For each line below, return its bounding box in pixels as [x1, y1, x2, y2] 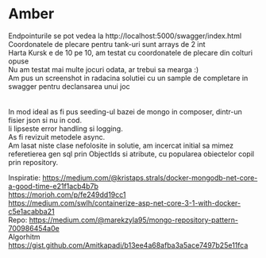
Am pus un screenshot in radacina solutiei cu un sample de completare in [8, 73, 249, 83]
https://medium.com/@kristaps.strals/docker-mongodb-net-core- [42, 172, 258, 183]
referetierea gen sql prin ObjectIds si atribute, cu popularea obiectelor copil [8, 148, 255, 159]
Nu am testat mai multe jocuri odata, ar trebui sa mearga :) [8, 64, 199, 74]
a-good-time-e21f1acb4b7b [8, 181, 99, 191]
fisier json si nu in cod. [8, 115, 82, 125]
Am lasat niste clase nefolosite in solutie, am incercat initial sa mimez [8, 141, 234, 150]
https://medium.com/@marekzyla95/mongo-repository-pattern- [29, 215, 238, 225]
